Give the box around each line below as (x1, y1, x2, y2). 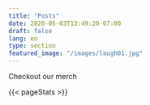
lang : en (8, 34, 38, 43)
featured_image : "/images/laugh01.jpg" (8, 49, 144, 57)
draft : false (8, 27, 53, 35)
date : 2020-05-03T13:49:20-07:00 (8, 19, 122, 27)
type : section (8, 42, 57, 50)
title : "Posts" (8, 11, 60, 20)
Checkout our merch (8, 72, 77, 81)
